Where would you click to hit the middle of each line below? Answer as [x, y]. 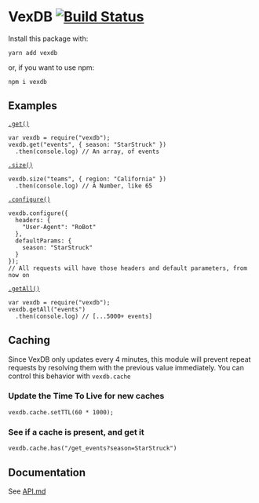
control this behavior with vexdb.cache [69, 376]
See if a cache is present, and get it [76, 432]
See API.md [27, 491]
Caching [29, 340]
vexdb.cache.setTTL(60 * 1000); [61, 412]
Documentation [47, 472]
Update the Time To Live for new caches [86, 396]
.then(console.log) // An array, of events [87, 151]
